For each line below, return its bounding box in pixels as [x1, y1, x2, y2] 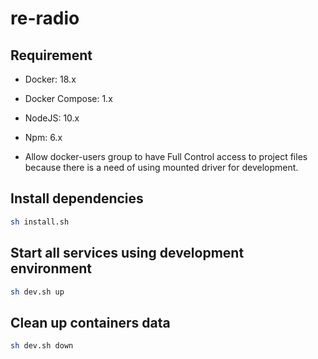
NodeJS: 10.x [24, 112, 80, 124]
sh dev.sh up [10, 287, 65, 297]
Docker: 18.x [24, 73, 77, 85]
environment [10, 260, 92, 277]
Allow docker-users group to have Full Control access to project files [24, 151, 308, 162]
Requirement [10, 47, 93, 64]
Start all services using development [10, 245, 245, 262]
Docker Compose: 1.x [24, 93, 113, 104]
